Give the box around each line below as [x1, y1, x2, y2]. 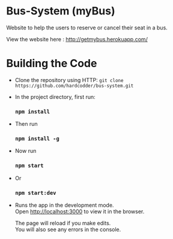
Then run [14, 120, 38, 128]
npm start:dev [14, 189, 56, 196]
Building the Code [6, 57, 97, 70]
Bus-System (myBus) [6, 4, 115, 18]
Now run [14, 147, 37, 155]
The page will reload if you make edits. [14, 220, 111, 227]
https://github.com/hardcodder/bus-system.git [14, 83, 134, 89]
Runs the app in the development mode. [14, 202, 114, 209]
